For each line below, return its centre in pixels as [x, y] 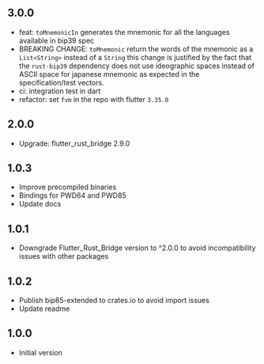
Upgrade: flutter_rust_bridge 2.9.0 [74, 143]
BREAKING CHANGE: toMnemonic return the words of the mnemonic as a [136, 49]
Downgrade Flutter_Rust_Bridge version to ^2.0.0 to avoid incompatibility [137, 248]
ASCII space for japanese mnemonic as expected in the [109, 74]
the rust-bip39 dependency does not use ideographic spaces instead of [136, 66]
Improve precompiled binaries [68, 187]
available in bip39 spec [57, 40]
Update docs [40, 204]
